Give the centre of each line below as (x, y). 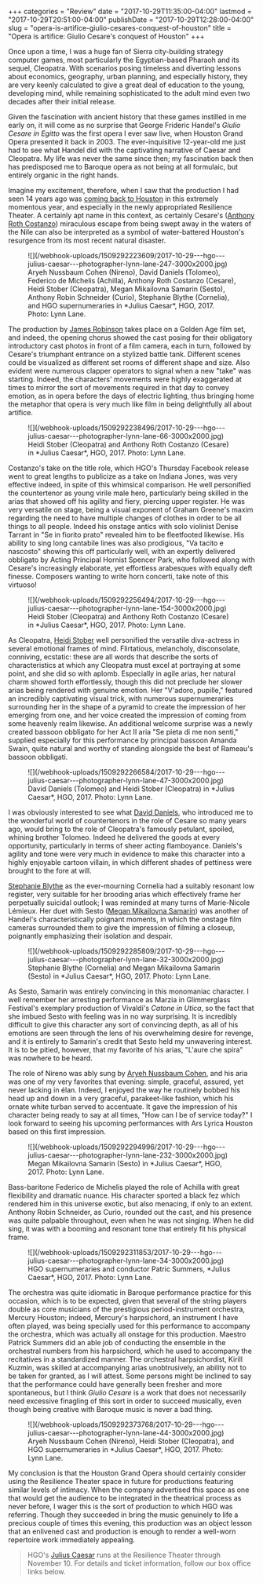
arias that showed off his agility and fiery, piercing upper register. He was (127, 501)
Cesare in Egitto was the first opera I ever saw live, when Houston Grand (126, 133)
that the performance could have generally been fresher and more (115, 1384)
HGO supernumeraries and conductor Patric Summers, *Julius (129, 1269)
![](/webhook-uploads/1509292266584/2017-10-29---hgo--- (126, 772)
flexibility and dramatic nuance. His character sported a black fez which (124, 1195)
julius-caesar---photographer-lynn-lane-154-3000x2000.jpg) (127, 608)
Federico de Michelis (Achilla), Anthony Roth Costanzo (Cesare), (132, 281)
